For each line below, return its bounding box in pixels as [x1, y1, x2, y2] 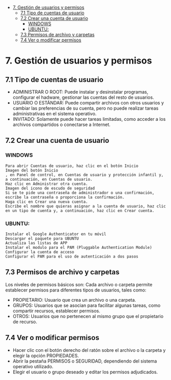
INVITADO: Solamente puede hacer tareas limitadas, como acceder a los [12, 116, 166, 122]
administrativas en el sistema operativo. [12, 111, 97, 117]
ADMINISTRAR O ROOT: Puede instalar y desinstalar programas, [12, 89, 148, 95]
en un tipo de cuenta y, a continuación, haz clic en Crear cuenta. [5, 208, 155, 213]
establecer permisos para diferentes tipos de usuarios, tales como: [5, 287, 147, 293]
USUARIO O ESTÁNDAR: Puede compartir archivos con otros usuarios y [12, 100, 164, 105]
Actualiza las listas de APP [5, 240, 68, 245]
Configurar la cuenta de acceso [5, 249, 74, 255]
